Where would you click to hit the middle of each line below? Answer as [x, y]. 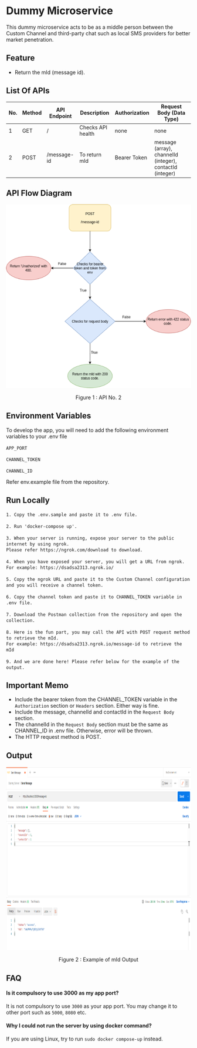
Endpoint [60, 116]
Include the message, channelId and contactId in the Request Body [94, 712]
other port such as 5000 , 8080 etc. [46, 1012]
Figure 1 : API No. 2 [98, 397]
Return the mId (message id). [50, 72]
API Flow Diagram [39, 193]
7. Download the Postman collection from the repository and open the [94, 615]
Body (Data [171, 113]
